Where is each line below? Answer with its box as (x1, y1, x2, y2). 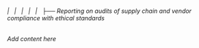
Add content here (7, 35, 57, 43)
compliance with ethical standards (7, 14, 105, 22)
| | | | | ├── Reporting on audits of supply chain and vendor (7, 7, 192, 15)
